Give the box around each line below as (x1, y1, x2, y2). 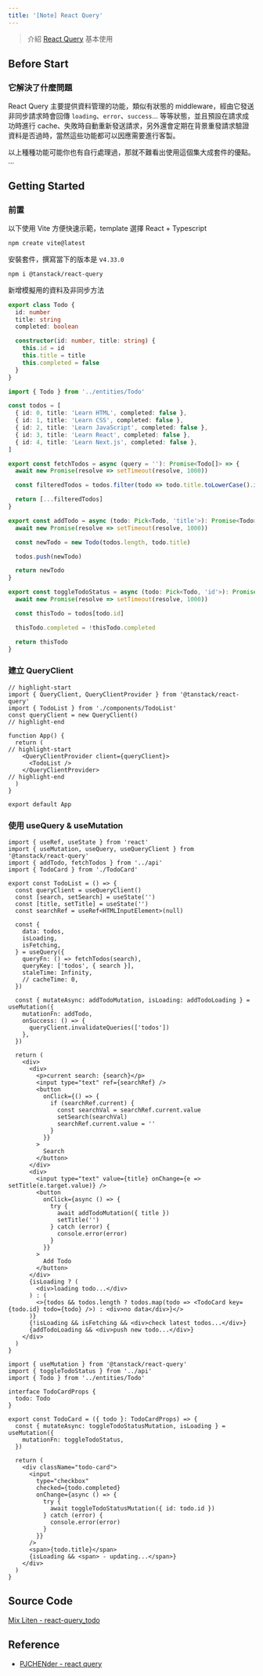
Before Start (8, 57, 69, 71)
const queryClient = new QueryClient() (8, 711, 139, 719)
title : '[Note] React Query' (8, 11, 103, 20)
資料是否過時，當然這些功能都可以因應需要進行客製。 (8, 131, 180, 141)
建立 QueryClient (8, 665, 74, 676)
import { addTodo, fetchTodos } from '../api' (8, 859, 163, 867)
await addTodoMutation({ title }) (57, 1209, 170, 1217)
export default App (8, 800, 72, 809)
